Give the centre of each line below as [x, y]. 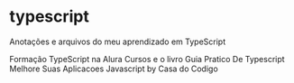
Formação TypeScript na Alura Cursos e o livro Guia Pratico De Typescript [147, 59]
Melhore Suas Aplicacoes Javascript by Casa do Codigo [114, 69]
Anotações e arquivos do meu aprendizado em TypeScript [118, 41]
